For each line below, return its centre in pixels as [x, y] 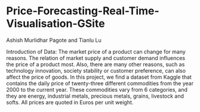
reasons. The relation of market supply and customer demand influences [96, 58]
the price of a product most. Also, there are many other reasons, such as [96, 64]
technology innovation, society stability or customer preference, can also [96, 70]
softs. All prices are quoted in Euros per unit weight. [70, 102]
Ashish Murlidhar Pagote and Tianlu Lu [54, 40]
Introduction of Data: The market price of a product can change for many [96, 51]
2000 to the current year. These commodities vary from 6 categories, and [97, 89]
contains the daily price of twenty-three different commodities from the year [100, 83]
